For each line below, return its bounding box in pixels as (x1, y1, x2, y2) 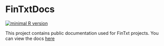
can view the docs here (5, 35, 55, 41)
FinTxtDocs (5, 4, 55, 15)
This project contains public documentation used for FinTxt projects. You (5, 30, 159, 36)
